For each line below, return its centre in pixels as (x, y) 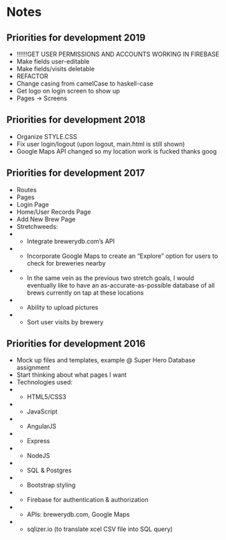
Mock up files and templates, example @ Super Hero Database (106, 360)
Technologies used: (45, 382)
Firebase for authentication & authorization (88, 500)
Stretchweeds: (37, 226)
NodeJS (38, 456)
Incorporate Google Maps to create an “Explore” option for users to (122, 256)
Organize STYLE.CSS (47, 136)
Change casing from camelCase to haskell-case (85, 83)
